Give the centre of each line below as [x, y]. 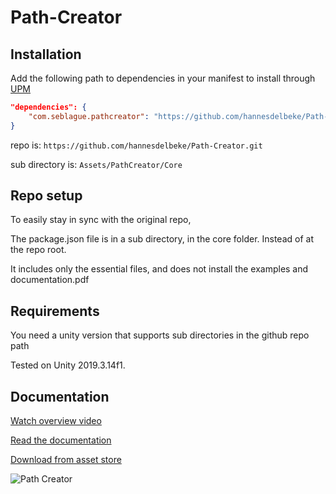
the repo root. [38, 250]
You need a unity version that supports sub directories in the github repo [160, 335]
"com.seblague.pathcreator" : [89, 116]
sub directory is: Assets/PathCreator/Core [96, 164]
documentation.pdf [50, 280]
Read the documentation [61, 440]
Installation [46, 54]
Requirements [55, 311]
